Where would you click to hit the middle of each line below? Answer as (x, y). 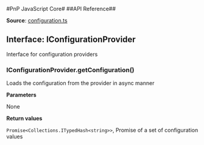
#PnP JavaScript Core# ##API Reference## (61, 9)
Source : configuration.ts (37, 20)
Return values (24, 118)
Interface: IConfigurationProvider (71, 40)
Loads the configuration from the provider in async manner (80, 83)
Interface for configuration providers (52, 54)
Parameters (21, 95)
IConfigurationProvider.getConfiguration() (70, 70)
